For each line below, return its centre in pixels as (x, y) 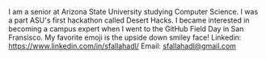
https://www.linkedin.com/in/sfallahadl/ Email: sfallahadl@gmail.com (122, 46)
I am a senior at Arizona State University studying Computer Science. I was (133, 12)
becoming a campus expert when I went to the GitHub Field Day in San (126, 29)
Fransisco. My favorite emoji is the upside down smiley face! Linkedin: (125, 37)
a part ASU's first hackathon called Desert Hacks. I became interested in (129, 20)
